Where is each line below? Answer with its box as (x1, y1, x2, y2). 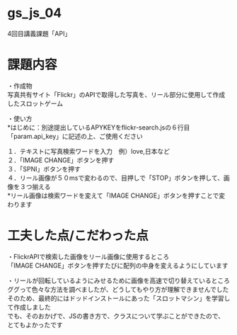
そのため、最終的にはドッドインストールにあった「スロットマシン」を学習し (7, 294, 231, 302)
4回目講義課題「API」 (7, 29, 71, 38)
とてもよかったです (7, 320, 63, 329)
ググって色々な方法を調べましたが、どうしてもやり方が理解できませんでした (7, 285, 229, 293)
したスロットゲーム (7, 99, 64, 108)
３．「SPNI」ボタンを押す (7, 164, 81, 173)
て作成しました (7, 302, 51, 311)
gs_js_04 (7, 5, 62, 21)
